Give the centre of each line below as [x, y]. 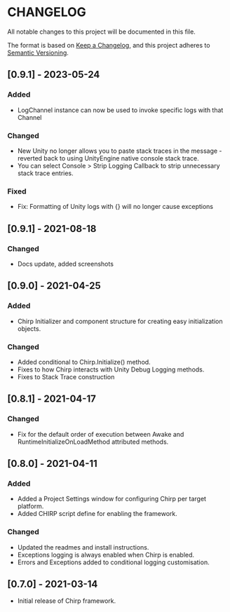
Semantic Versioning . [38, 53]
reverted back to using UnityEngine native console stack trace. [108, 158]
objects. [29, 328]
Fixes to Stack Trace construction [66, 376]
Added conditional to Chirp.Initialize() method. [84, 362]
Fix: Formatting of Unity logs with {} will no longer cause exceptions [115, 207]
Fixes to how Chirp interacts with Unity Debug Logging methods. [111, 369]
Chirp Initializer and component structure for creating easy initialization [120, 321]
